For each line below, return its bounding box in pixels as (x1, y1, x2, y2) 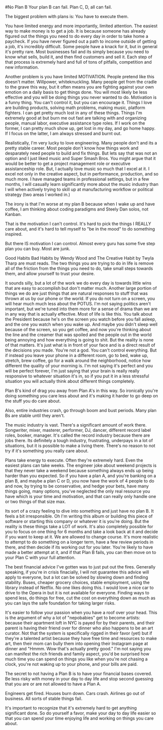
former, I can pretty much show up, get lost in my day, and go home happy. (5, 125, 156, 131)
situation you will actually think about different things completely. (5, 378, 135, 384)
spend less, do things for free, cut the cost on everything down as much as (5, 595, 156, 601)
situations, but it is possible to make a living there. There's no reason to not (5, 443, 156, 448)
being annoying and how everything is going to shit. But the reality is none (5, 337, 154, 342)
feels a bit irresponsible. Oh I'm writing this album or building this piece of (5, 513, 153, 519)
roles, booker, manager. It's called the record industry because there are (5, 432, 150, 438)
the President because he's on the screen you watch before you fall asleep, (5, 316, 157, 322)
